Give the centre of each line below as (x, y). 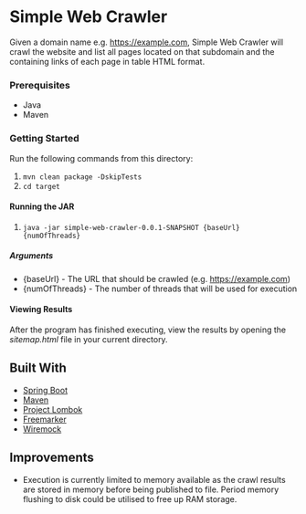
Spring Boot (45, 390)
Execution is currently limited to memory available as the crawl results (154, 479)
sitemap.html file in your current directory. (89, 339)
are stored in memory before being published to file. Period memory (151, 489)
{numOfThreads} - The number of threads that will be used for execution (160, 288)
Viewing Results (41, 309)
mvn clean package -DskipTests (82, 177)
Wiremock (42, 429)
